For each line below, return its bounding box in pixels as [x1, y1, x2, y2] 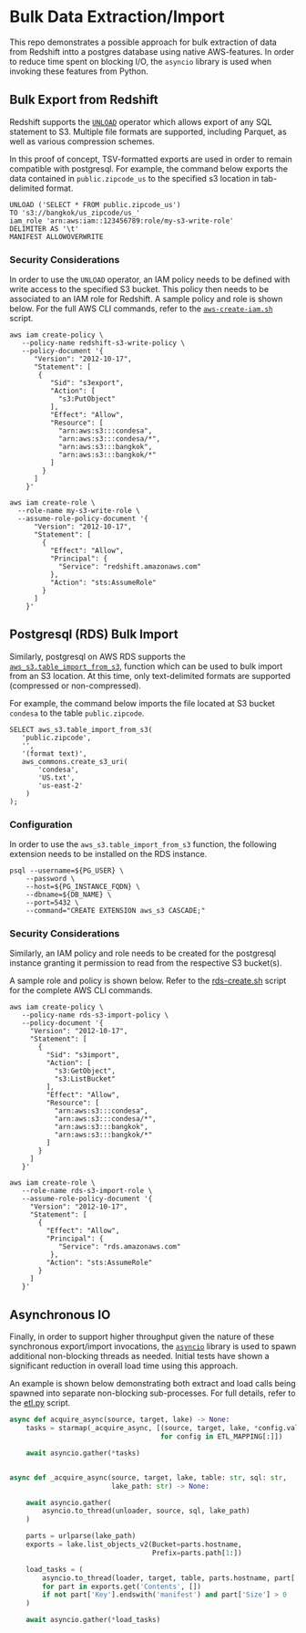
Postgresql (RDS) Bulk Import [9, 627, 179, 643]
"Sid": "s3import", [46, 1051, 120, 1060]
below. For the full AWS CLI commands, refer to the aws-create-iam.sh [9, 303, 273, 314]
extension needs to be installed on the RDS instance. [9, 849, 208, 860]
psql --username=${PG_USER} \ [9, 866, 125, 875]
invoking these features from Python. [9, 66, 148, 77]
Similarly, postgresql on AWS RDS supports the [9, 651, 187, 662]
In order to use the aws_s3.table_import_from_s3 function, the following [9, 839, 278, 850]
